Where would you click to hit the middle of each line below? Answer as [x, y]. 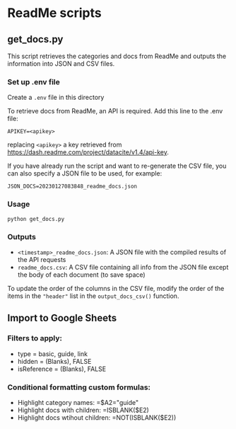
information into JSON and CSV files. [61, 64]
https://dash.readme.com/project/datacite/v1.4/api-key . [88, 152]
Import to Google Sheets [62, 318]
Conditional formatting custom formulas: [79, 387]
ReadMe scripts [54, 13]
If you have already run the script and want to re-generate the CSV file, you [117, 166]
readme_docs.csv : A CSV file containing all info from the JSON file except [123, 267]
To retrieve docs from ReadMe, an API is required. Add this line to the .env [115, 111]
